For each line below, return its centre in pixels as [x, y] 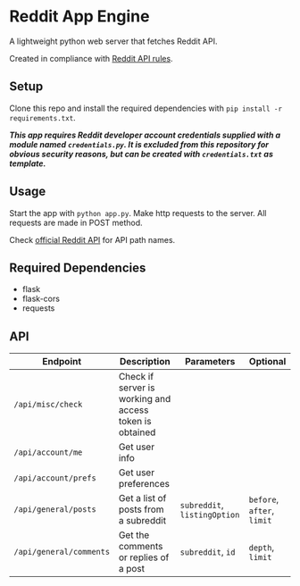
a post [132, 569]
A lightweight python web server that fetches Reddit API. [113, 41]
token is [135, 422]
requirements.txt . [42, 117]
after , [262, 511]
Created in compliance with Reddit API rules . [91, 58]
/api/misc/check [48, 405]
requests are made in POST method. [76, 222]
